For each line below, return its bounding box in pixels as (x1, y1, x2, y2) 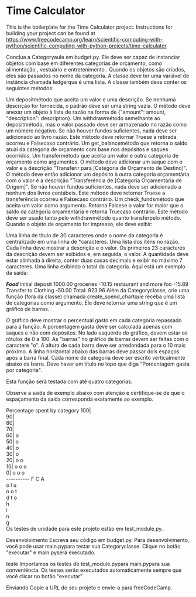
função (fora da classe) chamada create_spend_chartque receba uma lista (6, 293, 185, 300)
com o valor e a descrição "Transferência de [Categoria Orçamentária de (6, 177, 183, 184)
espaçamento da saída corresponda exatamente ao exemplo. (6, 395, 154, 402)
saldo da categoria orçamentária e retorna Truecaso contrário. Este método (6, 208, 188, 215)
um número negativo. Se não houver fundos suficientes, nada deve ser (6, 127, 177, 134)
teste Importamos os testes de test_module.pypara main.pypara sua (6, 560, 170, 567)
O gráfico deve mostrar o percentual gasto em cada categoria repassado (6, 316, 182, 323)
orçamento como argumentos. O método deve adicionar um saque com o (6, 158, 183, 165)
